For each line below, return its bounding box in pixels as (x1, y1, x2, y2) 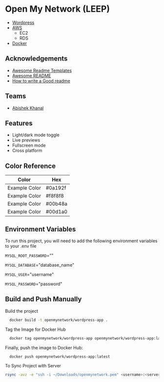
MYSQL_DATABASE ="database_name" (5, 262, 75, 268)
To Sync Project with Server (5, 363, 61, 369)
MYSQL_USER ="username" (5, 272, 54, 277)
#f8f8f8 (45, 192, 64, 199)
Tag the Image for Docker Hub (5, 326, 66, 332)
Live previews (12, 137, 41, 143)
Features (5, 119, 33, 127)
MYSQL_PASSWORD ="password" (5, 281, 62, 287)
